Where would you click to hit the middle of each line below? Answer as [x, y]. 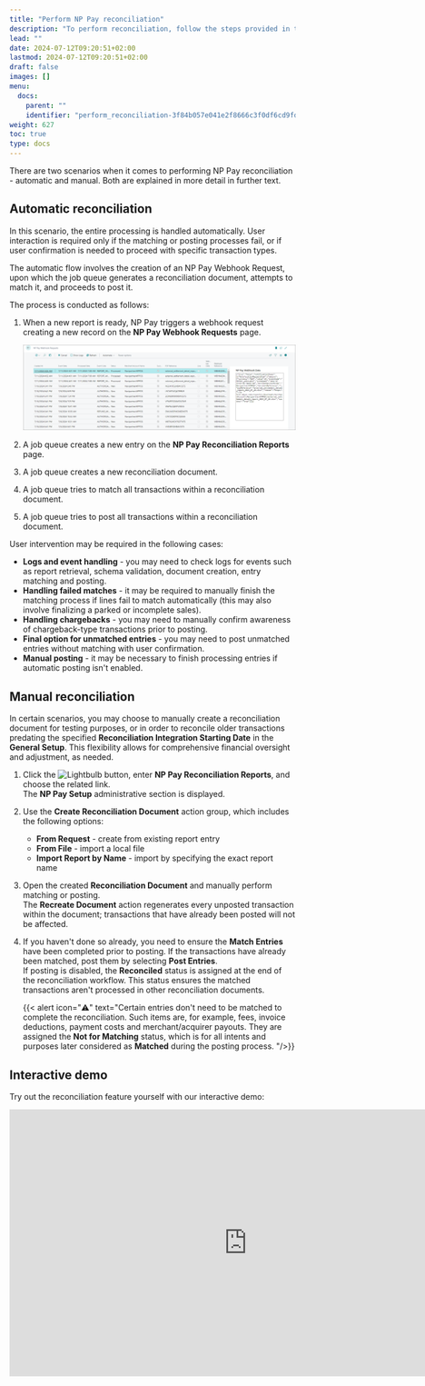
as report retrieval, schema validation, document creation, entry [142, 572]
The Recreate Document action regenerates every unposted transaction [158, 905]
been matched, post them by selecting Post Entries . [120, 961]
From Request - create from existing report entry [128, 839]
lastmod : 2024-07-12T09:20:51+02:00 [79, 58]
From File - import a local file [90, 849]
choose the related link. [66, 784]
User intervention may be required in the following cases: [117, 544]
